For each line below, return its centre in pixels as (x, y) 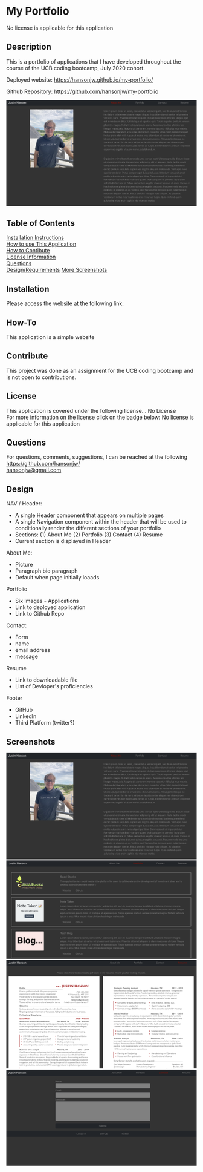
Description (29, 47)
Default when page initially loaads (57, 578)
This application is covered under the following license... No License (91, 410)
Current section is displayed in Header (63, 541)
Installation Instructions (35, 238)
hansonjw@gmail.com (34, 470)
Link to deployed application (50, 607)
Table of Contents (41, 223)
